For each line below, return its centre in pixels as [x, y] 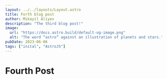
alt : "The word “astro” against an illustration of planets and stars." [86, 38]
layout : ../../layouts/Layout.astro [43, 10]
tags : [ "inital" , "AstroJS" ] [35, 46]
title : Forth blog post [30, 14]
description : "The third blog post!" [44, 23]
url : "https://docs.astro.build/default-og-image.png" [68, 33]
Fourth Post [30, 71]
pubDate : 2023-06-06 [27, 42]
